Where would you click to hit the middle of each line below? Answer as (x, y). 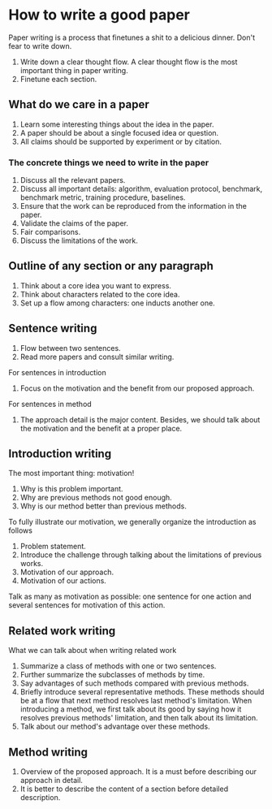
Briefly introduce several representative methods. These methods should (142, 692)
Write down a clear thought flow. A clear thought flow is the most (129, 62)
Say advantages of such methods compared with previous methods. (134, 683)
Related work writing (62, 631)
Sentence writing (53, 329)
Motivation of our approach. (67, 572)
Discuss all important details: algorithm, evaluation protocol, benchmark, (141, 189)
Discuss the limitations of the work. (79, 240)
